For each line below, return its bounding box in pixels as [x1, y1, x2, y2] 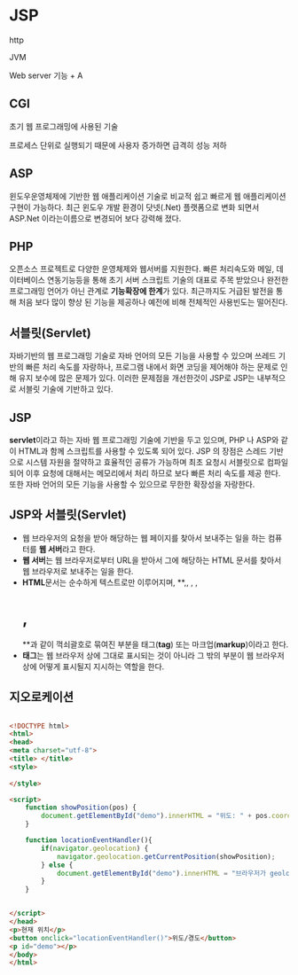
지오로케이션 [9, 690, 74, 705]
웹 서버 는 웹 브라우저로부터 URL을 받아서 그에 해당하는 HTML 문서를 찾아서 [21, 555, 282, 565]
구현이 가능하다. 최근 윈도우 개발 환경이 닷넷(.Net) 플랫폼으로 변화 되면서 [9, 201, 260, 213]
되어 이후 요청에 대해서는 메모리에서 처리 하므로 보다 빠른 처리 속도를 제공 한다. [9, 468, 281, 479]
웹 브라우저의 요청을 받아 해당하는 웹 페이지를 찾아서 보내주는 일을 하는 [21, 533, 266, 543]
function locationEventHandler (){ [25, 836, 153, 845]
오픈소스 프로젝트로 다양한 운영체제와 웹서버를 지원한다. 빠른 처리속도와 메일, [9, 263, 275, 275]
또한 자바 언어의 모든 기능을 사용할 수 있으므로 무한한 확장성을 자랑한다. [9, 480, 255, 489]
